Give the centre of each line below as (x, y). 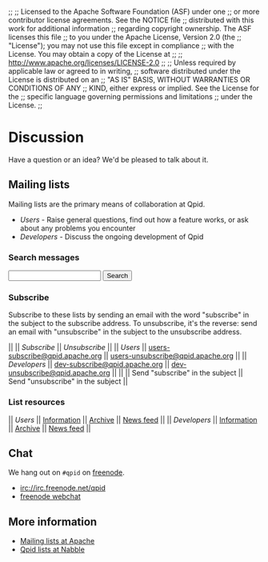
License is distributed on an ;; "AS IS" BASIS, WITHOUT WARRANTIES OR (129, 80)
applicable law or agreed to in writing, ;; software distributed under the (125, 71)
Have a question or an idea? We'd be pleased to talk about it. (108, 159)
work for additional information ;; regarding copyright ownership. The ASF (130, 28)
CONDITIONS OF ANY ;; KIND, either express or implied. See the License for (134, 88)
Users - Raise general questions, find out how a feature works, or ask (134, 219)
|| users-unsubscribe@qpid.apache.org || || (175, 356)
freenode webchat (50, 496)
